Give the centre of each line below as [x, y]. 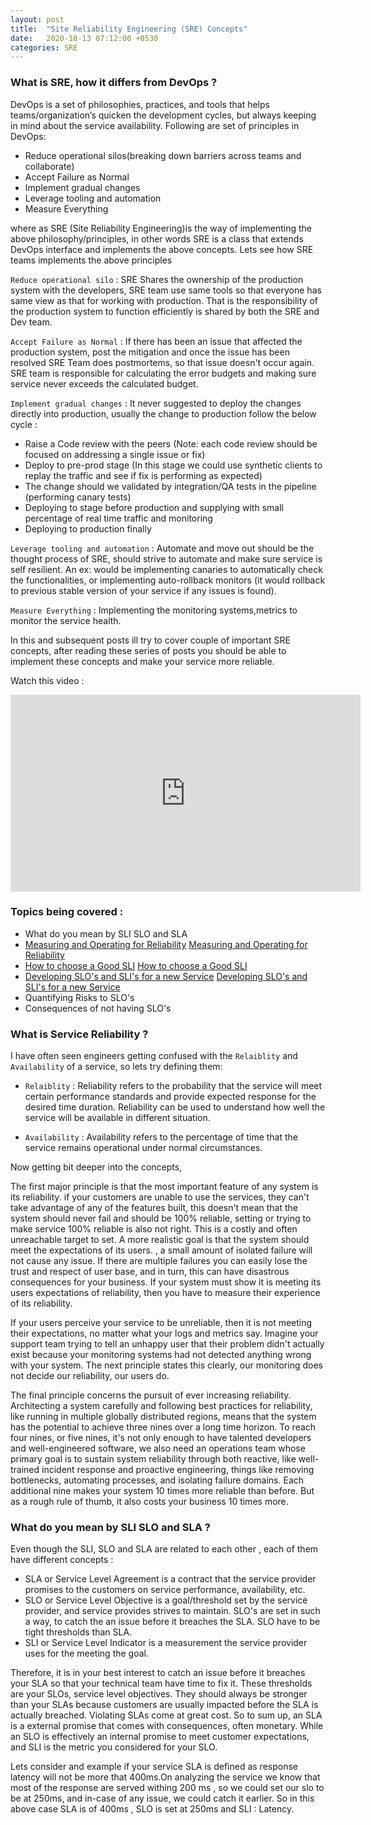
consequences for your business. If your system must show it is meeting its [166, 1282]
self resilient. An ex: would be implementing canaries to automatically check [166, 569]
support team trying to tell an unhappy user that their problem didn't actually [167, 1344]
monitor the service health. [66, 620]
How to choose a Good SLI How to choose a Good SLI [136, 965]
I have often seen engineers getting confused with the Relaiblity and [154, 1056]
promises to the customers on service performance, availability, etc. [165, 1590]
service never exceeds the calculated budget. [104, 383]
